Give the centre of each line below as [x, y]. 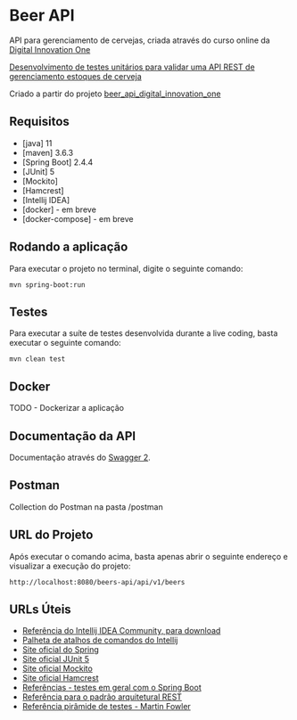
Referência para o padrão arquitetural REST [102, 697]
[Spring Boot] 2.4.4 [58, 162]
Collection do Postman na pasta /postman [86, 507]
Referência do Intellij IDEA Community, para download [121, 631]
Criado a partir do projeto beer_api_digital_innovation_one [115, 94]
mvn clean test [37, 359]
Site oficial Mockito [58, 668]
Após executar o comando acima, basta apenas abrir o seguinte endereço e [148, 556]
